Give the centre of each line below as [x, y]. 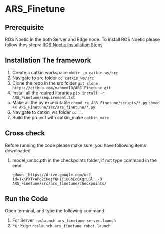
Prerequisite [25, 28]
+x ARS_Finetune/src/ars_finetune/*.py [54, 107]
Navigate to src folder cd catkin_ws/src [53, 78]
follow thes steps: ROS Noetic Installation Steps [54, 45]
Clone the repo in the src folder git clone [55, 83]
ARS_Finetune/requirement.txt [44, 98]
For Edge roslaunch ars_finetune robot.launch [61, 226]
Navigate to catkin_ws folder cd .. [48, 112]
